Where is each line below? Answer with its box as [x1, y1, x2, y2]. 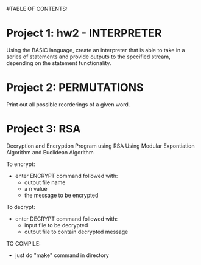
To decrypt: [6, 203, 35, 210]
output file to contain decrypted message [24, 228, 129, 235]
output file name [24, 179, 66, 186]
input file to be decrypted [24, 221, 88, 229]
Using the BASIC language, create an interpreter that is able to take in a [6, 46, 185, 53]
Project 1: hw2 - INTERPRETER [6, 27, 162, 40]
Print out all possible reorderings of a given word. [6, 100, 130, 108]
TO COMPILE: [6, 239, 41, 247]
